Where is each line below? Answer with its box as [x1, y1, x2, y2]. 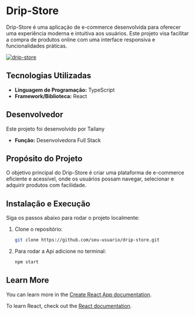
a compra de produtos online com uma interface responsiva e [6, 36, 156, 43]
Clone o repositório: [14, 226, 63, 233]
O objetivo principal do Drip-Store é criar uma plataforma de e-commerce [6, 169, 184, 176]
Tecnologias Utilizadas [6, 71, 92, 81]
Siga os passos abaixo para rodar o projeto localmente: [6, 215, 140, 222]
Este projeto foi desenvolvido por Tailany [6, 125, 105, 132]
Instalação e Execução [6, 199, 90, 209]
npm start [14, 259, 39, 265]
